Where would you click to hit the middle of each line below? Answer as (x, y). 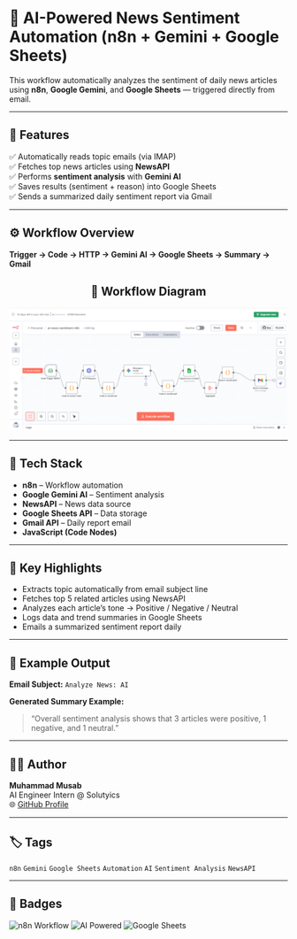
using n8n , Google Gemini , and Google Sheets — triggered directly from (142, 89)
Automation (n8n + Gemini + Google (145, 37)
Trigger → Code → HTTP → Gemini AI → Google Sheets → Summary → (140, 254)
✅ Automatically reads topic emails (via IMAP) (93, 156)
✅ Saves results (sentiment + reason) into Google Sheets (113, 186)
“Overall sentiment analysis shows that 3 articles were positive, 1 (148, 719)
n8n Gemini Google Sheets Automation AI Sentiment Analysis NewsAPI (133, 868)
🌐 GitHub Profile (39, 804)
